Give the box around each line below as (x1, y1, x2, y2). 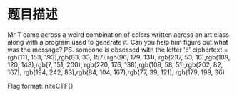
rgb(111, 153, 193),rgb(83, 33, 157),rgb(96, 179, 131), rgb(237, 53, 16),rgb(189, (7, 52, 231, 61)
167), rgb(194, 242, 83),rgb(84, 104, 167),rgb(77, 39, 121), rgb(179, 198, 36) (7, 68, 225, 76)
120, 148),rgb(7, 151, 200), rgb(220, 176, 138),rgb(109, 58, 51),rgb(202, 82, (7, 60, 223, 69)
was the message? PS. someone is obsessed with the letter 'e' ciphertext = (7, 45, 228, 54)
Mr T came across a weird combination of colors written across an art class (7, 30, 230, 39)
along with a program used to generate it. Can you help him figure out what (7, 38, 228, 46)
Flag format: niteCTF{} (7, 81, 74, 90)
